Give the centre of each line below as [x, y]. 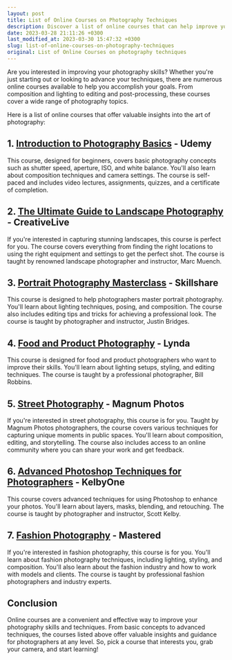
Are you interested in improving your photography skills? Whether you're [110, 72]
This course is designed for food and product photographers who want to [112, 360]
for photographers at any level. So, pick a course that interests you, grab [110, 642]
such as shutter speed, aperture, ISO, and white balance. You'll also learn [111, 167]
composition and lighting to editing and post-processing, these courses [109, 93]
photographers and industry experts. [59, 581]
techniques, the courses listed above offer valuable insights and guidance [112, 634]
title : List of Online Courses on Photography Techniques [92, 20]
